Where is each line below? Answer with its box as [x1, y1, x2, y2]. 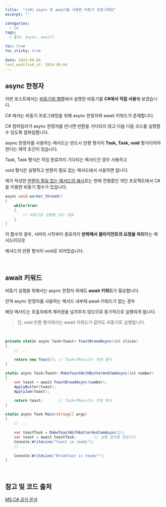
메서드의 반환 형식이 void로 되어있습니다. [5, 248, 84, 254]
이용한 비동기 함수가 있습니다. [10, 184, 68, 190]
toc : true [5, 44, 26, 49]
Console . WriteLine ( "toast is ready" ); [14, 439, 94, 444]
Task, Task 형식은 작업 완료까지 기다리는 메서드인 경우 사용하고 [5, 157, 127, 163]
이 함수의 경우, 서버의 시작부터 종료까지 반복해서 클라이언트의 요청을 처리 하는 [5, 231, 153, 237]
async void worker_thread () [5, 194, 63, 199]
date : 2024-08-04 [5, 58, 41, 63]
